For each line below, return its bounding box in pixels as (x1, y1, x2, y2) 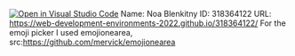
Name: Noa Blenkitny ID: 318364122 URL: (120, 9, 272, 19)
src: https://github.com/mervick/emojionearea (9, 36, 176, 47)
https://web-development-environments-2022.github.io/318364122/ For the (9, 18, 286, 28)
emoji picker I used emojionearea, (9, 28, 133, 37)
